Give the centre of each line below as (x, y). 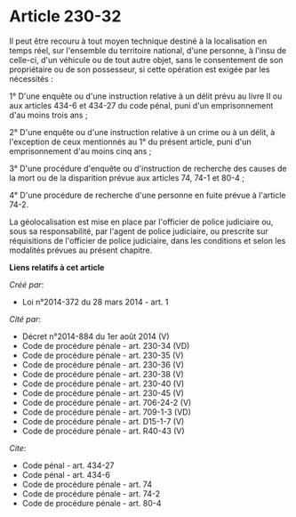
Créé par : (27, 284)
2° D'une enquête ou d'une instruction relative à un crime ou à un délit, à (142, 132)
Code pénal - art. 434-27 (68, 465)
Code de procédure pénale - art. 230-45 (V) (103, 392)
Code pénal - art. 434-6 (66, 474)
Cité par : (25, 319)
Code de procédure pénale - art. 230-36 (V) (103, 364)
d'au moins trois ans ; (48, 115)
